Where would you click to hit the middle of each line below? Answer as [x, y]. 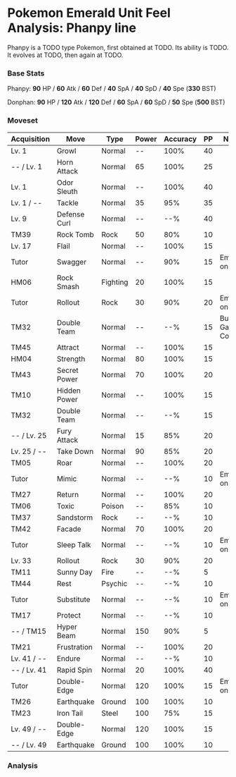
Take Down [75, 451]
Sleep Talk [74, 544]
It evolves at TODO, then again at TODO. [65, 55]
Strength [71, 359]
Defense [71, 214]
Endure [68, 659]
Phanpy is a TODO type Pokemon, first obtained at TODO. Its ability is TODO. [118, 47]
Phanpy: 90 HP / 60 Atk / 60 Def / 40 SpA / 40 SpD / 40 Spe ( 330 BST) [112, 89]
